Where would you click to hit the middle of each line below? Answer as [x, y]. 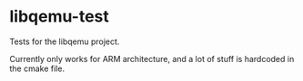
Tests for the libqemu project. [65, 41]
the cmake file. [37, 68]
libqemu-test [59, 17]
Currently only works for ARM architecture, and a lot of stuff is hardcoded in [152, 58]
